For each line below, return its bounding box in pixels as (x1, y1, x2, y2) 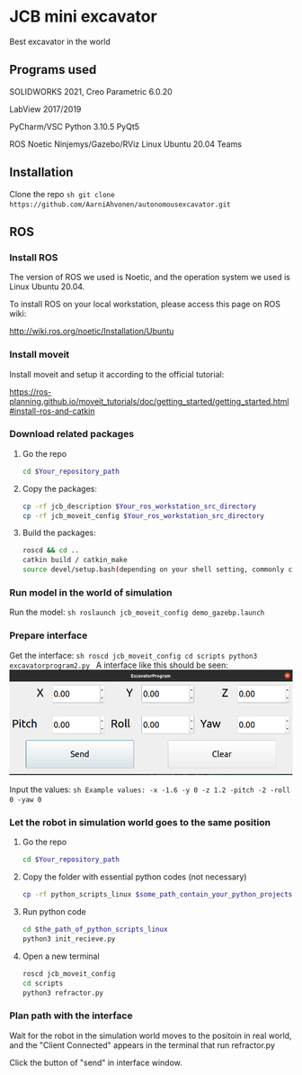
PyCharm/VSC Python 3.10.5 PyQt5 (9, 121, 140, 132)
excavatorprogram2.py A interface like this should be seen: (9, 660, 229, 670)
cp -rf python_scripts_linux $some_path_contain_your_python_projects (22, 890, 293, 899)
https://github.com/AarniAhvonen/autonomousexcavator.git (9, 200, 231, 209)
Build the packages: (22, 527, 96, 538)
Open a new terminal (22, 951, 101, 961)
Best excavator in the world (9, 36, 111, 47)
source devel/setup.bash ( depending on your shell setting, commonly (22, 565, 285, 574)
